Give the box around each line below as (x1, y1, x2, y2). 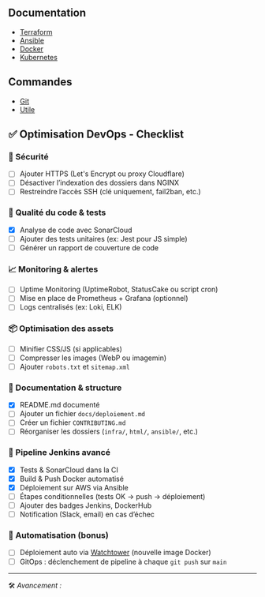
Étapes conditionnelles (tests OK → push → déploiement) (19, 491, 206, 501)
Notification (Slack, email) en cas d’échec (19, 509, 155, 520)
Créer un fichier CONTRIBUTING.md (19, 418, 126, 427)
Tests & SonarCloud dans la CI (19, 465, 118, 475)
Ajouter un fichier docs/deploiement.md (19, 409, 146, 419)
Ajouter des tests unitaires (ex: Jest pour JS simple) (19, 234, 188, 243)
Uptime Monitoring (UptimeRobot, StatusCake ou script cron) (19, 284, 218, 295)
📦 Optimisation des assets (8, 323, 114, 334)
